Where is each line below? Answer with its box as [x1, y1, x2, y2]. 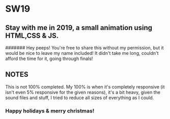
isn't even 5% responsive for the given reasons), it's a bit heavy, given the [5, 89, 160, 95]
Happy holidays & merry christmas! [5, 107, 95, 114]
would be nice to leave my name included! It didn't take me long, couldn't [5, 50, 159, 56]
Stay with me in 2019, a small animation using [5, 23, 153, 32]
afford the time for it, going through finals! [5, 55, 93, 62]
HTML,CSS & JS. [5, 31, 59, 40]
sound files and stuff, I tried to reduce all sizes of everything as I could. [5, 95, 154, 101]
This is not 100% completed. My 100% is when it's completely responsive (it [5, 83, 165, 90]
